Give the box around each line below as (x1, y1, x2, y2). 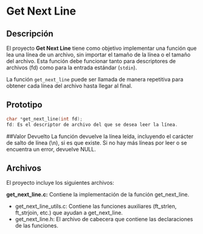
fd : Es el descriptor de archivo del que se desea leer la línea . (6, 122, 178, 128)
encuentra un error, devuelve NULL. (6, 145, 96, 153)
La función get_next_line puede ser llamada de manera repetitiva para (6, 76, 184, 83)
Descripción (6, 29, 53, 39)
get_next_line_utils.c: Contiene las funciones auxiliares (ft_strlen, (15, 202, 177, 210)
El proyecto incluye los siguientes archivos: (6, 179, 114, 187)
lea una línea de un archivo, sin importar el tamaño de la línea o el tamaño (6, 51, 191, 58)
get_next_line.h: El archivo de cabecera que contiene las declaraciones (15, 216, 193, 223)
